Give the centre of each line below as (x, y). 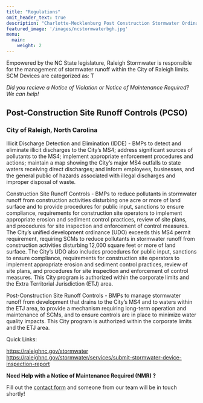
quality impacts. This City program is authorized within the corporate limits (99, 321)
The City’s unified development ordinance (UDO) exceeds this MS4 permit (98, 232)
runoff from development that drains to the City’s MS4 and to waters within (99, 302)
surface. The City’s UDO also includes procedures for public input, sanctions (101, 251)
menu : (13, 34)
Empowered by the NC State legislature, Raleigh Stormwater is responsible (99, 63)
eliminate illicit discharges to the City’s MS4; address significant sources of (100, 149)
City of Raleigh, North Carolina (52, 130)
